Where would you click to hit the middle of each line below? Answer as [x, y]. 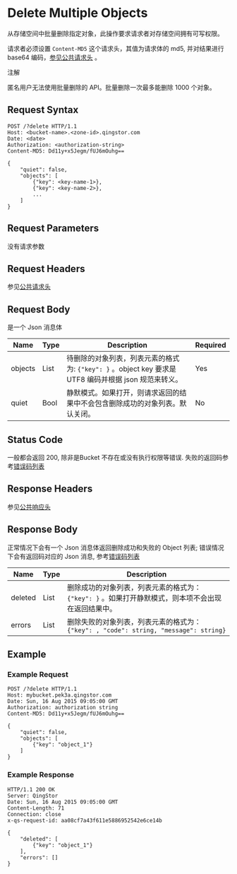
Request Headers [46, 269]
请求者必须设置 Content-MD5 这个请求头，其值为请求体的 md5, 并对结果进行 [116, 48]
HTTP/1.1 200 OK [31, 789]
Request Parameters [53, 229]
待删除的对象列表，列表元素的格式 [123, 358]
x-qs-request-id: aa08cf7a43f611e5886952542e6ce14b [85, 820]
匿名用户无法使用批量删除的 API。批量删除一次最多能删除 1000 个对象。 [112, 87]
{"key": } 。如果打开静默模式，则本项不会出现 [144, 598]
